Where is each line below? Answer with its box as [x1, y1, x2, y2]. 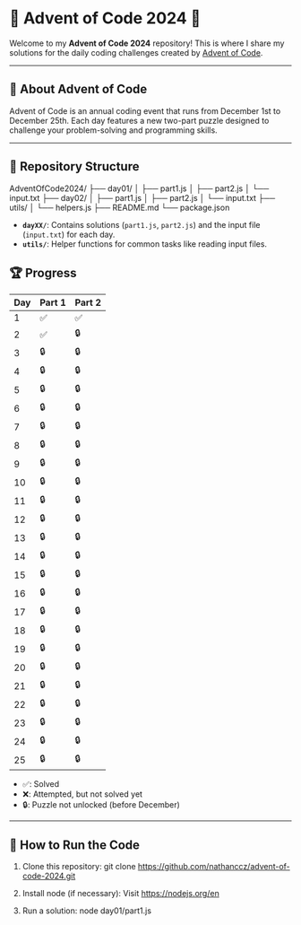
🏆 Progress [9, 265, 78, 281]
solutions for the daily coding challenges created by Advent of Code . [9, 47, 263, 57]
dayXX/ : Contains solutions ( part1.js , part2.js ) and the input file [21, 219, 261, 230]
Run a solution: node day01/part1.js [21, 905, 152, 916]
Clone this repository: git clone [21, 861, 136, 872]
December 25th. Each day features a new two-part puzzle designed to [9, 115, 270, 126]
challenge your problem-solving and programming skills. [9, 125, 218, 135]
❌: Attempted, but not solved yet [21, 789, 143, 799]
